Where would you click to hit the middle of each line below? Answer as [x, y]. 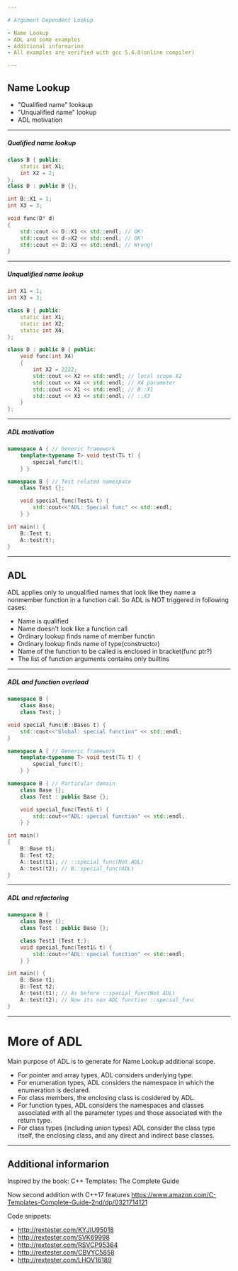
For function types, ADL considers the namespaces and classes [110, 1105]
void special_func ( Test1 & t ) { [66, 948]
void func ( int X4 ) [47, 356]
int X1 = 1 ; [25, 292]
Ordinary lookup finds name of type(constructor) [89, 644]
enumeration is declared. [54, 1090]
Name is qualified [43, 621]
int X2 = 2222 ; [55, 370]
